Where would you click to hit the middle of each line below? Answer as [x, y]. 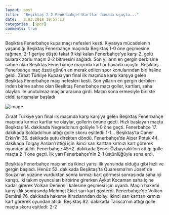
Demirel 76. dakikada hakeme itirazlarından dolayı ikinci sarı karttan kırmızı [83, 196]
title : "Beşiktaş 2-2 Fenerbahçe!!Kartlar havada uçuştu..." [72, 15]
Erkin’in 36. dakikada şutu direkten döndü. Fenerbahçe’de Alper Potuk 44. [82, 138]
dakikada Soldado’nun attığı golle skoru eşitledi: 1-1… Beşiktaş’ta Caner [79, 133]
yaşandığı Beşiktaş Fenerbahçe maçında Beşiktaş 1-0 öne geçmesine [77, 49]
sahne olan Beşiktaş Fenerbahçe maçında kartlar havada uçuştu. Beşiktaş [82, 65]
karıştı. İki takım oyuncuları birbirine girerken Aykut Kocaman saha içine [80, 180]
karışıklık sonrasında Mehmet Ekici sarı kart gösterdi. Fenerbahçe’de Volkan [84, 191]
